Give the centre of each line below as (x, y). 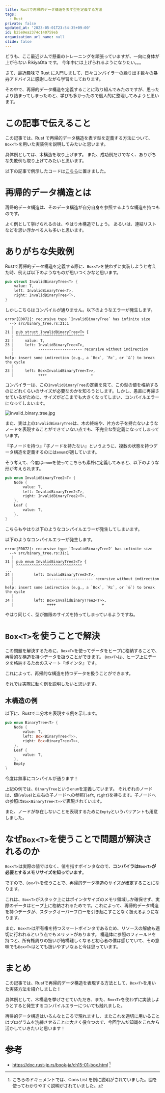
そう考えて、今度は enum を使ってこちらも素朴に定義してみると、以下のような (82, 462)
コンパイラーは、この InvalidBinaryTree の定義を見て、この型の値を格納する (82, 385)
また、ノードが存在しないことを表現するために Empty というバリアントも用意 (82, 812)
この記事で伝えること (48, 123)
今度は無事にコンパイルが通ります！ (42, 779)
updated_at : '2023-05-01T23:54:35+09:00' (48, 28)
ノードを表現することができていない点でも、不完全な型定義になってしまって (82, 429)
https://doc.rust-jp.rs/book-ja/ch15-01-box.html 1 (61, 1064)
